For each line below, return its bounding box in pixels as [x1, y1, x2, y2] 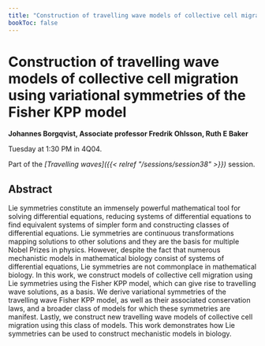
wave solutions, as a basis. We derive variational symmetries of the [8, 287, 226, 296]
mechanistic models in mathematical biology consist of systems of [8, 254, 225, 263]
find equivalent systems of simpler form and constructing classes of [8, 220, 230, 229]
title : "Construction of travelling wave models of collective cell [8, 11, 238, 20]
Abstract [8, 182, 53, 195]
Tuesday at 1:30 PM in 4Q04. [8, 144, 103, 154]
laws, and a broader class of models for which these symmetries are [8, 304, 231, 314]
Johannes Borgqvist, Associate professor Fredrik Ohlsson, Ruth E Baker [8, 129, 248, 139]
